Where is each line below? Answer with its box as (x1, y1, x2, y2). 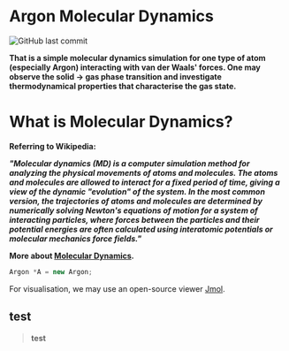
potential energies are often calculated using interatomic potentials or (9, 224, 273, 234)
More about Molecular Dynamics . (9, 250, 134, 261)
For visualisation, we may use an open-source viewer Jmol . (9, 283, 225, 294)
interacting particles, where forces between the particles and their (9, 214, 260, 225)
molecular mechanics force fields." (9, 233, 142, 244)
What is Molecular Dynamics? (9, 112, 233, 132)
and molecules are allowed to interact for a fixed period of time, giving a (9, 177, 280, 187)
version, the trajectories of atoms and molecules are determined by (9, 195, 263, 206)
